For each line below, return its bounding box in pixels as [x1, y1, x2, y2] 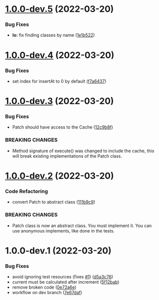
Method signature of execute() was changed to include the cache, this [12, 148, 155, 154]
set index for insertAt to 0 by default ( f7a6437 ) [12, 78, 106, 84]
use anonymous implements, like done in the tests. [12, 228, 115, 233]
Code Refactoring [5, 188, 48, 195]
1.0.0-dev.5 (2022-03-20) [5, 3, 114, 15]
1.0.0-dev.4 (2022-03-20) [5, 49, 114, 61]
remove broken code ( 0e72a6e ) [12, 284, 77, 290]
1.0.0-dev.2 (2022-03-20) [5, 170, 114, 181]
